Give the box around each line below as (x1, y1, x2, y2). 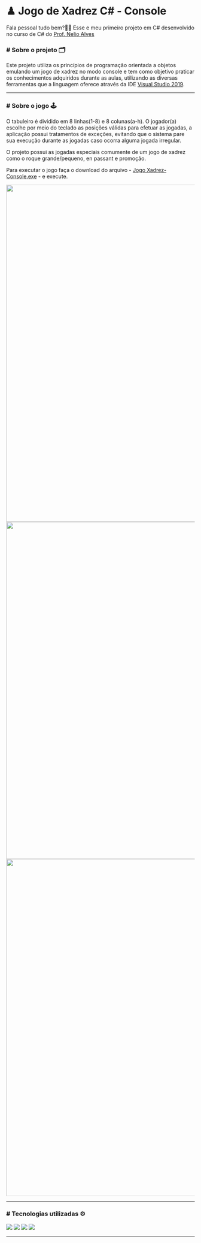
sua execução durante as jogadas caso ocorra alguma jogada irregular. (6, 137, 181, 144)
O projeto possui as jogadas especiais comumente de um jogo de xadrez (6, 148, 186, 155)
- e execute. (38, 173, 68, 180)
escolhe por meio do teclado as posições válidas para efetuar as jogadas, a (6, 124, 193, 131)
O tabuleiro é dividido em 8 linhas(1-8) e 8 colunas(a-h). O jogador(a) (6, 117, 177, 125)
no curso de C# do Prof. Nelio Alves (6, 30, 95, 37)
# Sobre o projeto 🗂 (6, 46, 66, 54)
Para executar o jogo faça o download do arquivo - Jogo (6, 166, 145, 173)
